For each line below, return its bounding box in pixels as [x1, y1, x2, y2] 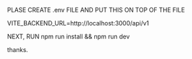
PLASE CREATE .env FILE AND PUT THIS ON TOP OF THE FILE [7, 6, 185, 14]
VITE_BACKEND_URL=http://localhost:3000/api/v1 [7, 19, 149, 27]
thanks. [7, 46, 29, 54]
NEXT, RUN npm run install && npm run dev [7, 32, 130, 40]
